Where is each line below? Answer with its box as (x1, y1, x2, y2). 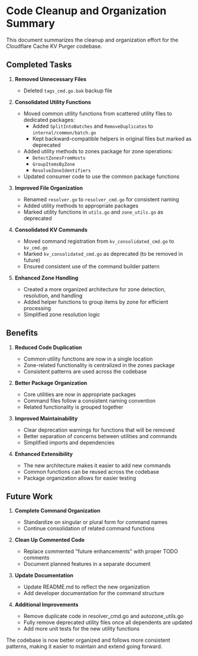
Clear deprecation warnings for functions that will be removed (23, 426, 175, 433)
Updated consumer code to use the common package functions (23, 173, 180, 180)
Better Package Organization (14, 379, 87, 386)
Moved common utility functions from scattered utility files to (23, 110, 173, 117)
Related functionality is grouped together (23, 403, 124, 410)
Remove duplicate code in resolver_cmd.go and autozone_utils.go (23, 613, 184, 620)
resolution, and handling (23, 292, 83, 299)
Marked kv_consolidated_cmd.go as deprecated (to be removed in (23, 250, 183, 257)
